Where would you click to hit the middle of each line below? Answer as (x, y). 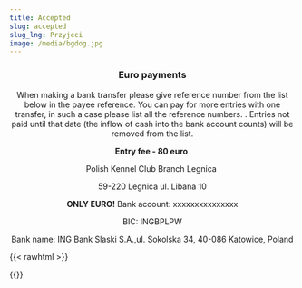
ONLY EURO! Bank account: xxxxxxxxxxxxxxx (152, 204)
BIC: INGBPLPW (152, 221)
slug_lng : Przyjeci (46, 35)
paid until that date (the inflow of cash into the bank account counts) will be (152, 124)
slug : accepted (38, 26)
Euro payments (152, 75)
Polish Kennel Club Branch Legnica (151, 168)
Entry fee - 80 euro (151, 151)
